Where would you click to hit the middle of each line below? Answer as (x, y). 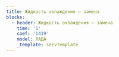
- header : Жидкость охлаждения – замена (62, 23)
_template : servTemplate (48, 45)
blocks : (16, 17)
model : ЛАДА (32, 39)
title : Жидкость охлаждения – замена (53, 12)
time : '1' (29, 28)
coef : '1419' (33, 34)
